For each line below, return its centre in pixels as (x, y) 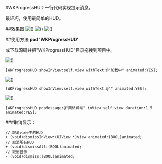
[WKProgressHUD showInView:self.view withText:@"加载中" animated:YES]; (82, 70)
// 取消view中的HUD (24, 133)
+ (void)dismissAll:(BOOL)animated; (43, 147)
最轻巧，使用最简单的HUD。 (34, 18)
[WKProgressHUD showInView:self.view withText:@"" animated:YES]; (76, 89)
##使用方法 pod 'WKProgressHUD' (42, 39)
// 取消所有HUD (20, 142)
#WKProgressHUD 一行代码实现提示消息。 (49, 7)
